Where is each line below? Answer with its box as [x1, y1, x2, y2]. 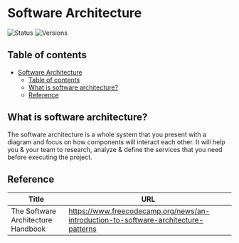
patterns [68, 224, 97, 234]
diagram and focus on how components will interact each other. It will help [7, 137, 225, 146]
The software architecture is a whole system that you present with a [7, 130, 206, 139]
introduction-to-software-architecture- [68, 215, 204, 225]
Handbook [11, 224, 46, 234]
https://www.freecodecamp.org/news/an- [68, 206, 211, 216]
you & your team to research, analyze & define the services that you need [7, 145, 223, 153]
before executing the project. [7, 153, 92, 161]
